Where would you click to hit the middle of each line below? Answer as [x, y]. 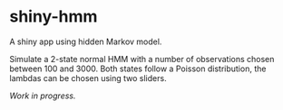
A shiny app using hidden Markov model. [86, 41]
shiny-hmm [54, 17]
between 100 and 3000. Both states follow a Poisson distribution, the [138, 69]
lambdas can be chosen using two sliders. [88, 78]
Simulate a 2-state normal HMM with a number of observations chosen [142, 59]
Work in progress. [43, 96]
